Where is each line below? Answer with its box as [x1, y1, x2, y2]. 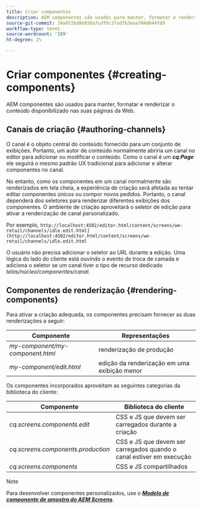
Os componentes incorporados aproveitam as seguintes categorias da [6, 381, 180, 389]
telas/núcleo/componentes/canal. [6, 268, 90, 275]
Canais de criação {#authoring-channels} [6, 125, 167, 135]
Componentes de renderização [6, 285, 125, 295]
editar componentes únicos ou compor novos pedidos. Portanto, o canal [6, 190, 186, 197]
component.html [9, 349, 56, 357]
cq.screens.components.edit [9, 420, 90, 428]
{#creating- [107, 68, 167, 82]
